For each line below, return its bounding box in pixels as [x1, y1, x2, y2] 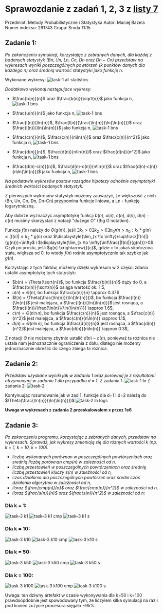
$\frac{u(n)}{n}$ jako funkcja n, [12, 110, 76, 116]
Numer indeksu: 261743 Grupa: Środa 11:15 [5, 24, 91, 30]
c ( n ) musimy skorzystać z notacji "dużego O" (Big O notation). [5, 218, 130, 223]
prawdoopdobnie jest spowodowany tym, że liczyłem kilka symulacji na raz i [5, 597, 158, 603]
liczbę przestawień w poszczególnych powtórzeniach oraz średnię [12, 464, 146, 470]
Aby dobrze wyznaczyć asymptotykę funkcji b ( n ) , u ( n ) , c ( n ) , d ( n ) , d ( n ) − [5, 212, 150, 218]
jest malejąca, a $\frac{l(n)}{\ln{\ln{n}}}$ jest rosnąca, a [31, 300, 143, 306]
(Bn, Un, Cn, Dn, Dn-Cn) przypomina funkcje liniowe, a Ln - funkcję [5, 198, 140, 204]
